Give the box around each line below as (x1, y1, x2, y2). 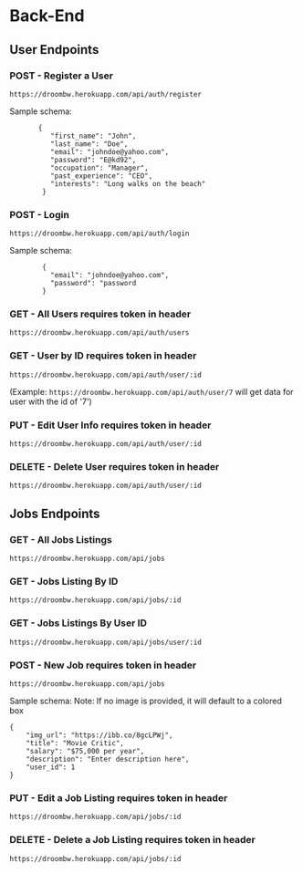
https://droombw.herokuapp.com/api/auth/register (9, 89, 203, 99)
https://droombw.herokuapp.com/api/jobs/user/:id (9, 638, 203, 647)
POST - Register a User (9, 69, 114, 82)
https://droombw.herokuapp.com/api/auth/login (9, 229, 190, 238)
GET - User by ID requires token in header (9, 349, 197, 362)
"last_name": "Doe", (49, 139, 129, 149)
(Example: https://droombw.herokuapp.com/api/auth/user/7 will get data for (9, 386, 294, 397)
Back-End (9, 5, 85, 26)
